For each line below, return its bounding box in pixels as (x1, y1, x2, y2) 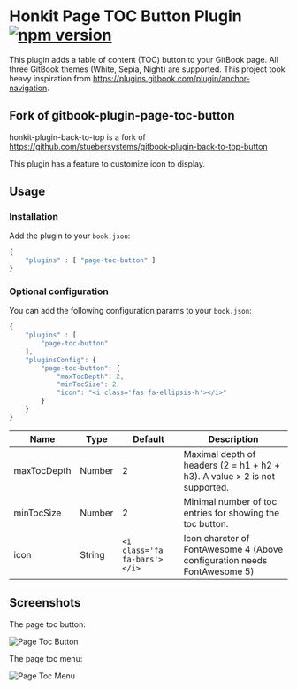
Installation (9, 211, 59, 223)
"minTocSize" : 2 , (56, 380, 121, 389)
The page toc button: (9, 618, 87, 630)
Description (208, 432, 259, 445)
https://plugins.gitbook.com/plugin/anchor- (92, 73, 250, 83)
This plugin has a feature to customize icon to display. (9, 158, 206, 169)
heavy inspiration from (9, 73, 91, 83)
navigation (9, 82, 48, 93)
